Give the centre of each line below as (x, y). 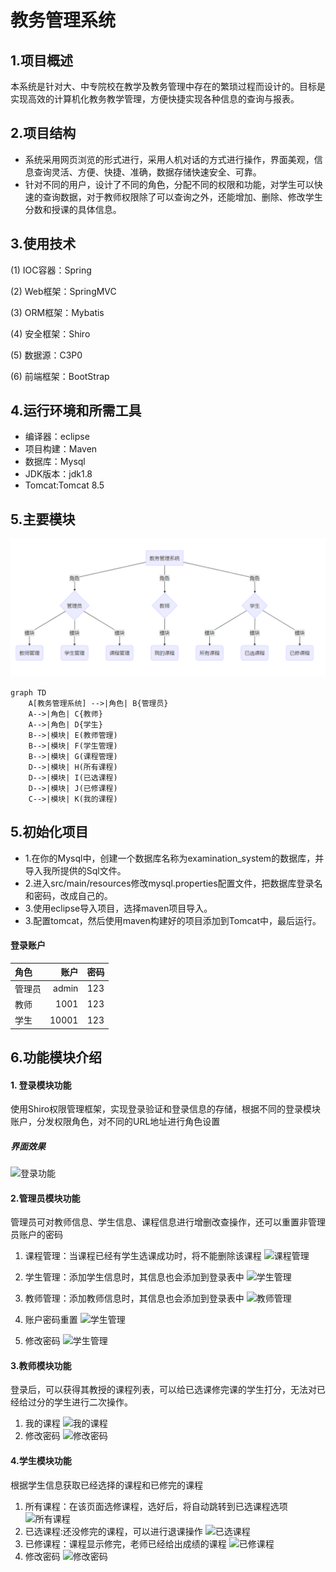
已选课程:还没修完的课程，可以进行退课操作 (113, 1531)
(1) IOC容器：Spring (51, 270)
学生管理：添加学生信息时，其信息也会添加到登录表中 (134, 1277)
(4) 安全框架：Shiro (50, 333)
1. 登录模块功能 (41, 1085)
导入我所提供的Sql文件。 (75, 870)
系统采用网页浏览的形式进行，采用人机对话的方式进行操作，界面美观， (169, 159)
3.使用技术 (43, 244)
